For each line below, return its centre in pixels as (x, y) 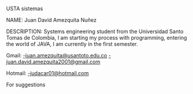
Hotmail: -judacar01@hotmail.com (47, 73)
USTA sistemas (25, 9)
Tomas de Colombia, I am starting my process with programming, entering (97, 38)
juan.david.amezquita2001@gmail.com (53, 62)
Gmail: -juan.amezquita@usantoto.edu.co (57, 55)
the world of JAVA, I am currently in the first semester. (72, 44)
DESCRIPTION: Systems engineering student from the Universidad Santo (95, 31)
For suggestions (26, 85)
